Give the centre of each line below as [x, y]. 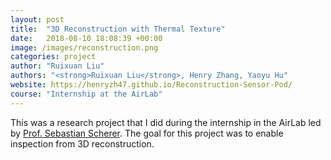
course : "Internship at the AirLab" [86, 94]
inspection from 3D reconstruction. [82, 143]
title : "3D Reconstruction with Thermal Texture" [118, 29]
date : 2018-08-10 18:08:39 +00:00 [86, 38]
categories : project [53, 57]
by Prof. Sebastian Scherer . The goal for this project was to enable [147, 133]
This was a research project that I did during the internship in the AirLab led [166, 122]
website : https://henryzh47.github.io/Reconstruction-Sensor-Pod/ [151, 85]
